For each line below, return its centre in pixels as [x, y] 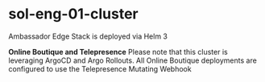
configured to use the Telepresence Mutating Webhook [100, 68]
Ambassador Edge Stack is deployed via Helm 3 [88, 36]
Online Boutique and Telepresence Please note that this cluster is [118, 51]
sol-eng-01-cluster [73, 14]
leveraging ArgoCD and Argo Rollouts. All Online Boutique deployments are [133, 60]
